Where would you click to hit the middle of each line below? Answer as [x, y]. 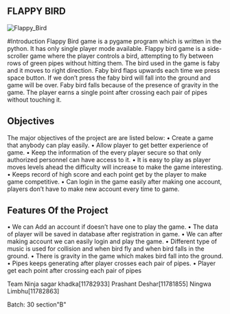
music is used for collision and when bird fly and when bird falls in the [106, 249]
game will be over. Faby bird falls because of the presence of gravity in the [113, 85]
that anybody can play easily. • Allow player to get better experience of [108, 145]
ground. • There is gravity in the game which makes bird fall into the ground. [115, 256]
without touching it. [34, 100]
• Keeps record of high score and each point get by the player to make [107, 174]
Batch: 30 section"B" [37, 304]
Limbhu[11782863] [33, 291]
